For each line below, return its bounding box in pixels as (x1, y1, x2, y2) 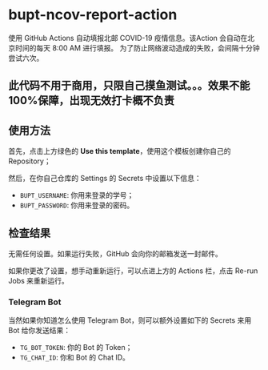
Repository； (8, 156, 51, 166)
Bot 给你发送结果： (8, 326, 71, 336)
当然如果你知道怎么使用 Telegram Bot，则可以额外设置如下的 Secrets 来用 (8, 316, 252, 325)
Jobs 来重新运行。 (8, 275, 70, 285)
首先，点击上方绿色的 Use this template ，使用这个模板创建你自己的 (8, 147, 231, 156)
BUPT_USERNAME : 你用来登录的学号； (19, 191, 134, 200)
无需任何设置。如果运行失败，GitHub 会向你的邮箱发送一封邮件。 (8, 248, 222, 258)
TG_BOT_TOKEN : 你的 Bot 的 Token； (19, 343, 133, 352)
